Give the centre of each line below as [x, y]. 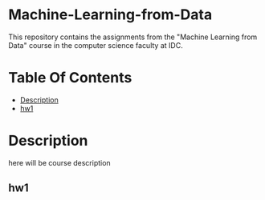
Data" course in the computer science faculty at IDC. [96, 45]
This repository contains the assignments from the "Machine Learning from [133, 37]
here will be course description [59, 162]
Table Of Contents [70, 78]
